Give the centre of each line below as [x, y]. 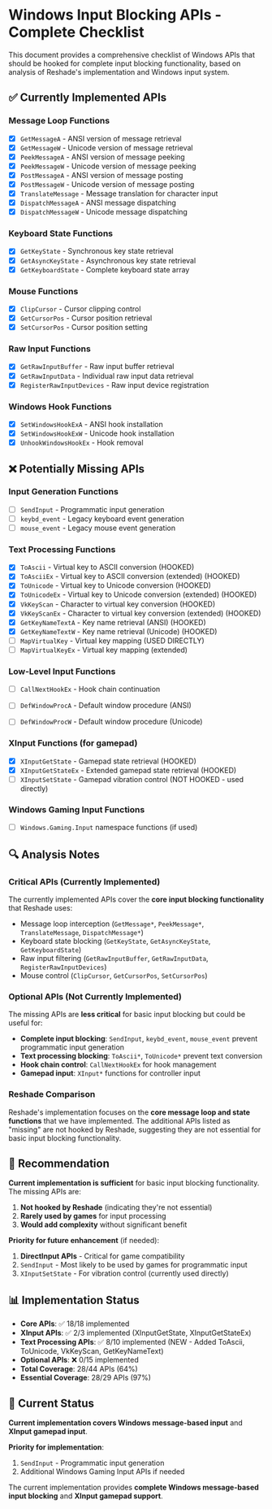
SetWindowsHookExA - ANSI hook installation [92, 424]
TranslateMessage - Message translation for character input [119, 194]
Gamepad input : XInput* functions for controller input [110, 1073]
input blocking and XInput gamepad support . [86, 1496]
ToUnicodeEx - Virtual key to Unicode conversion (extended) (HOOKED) [138, 594]
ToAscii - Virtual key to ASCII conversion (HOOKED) [107, 568]
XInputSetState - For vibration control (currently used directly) [124, 1273]
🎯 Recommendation [59, 1163]
